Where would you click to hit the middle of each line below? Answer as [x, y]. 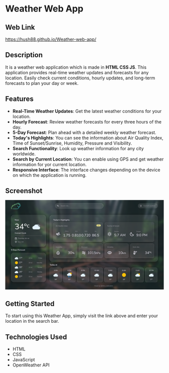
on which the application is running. [50, 175]
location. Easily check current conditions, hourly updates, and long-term [80, 78]
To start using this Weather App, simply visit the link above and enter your [82, 316]
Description [24, 55]
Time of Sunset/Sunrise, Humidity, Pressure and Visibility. [72, 143]
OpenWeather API [31, 365]
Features [19, 99]
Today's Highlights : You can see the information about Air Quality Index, [88, 138]
